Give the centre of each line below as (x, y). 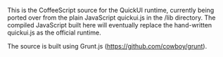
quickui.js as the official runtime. (54, 32)
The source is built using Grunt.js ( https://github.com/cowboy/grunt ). (107, 46)
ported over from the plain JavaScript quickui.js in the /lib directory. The (111, 18)
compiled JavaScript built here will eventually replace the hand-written (110, 25)
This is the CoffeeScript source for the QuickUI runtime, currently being (111, 10)
